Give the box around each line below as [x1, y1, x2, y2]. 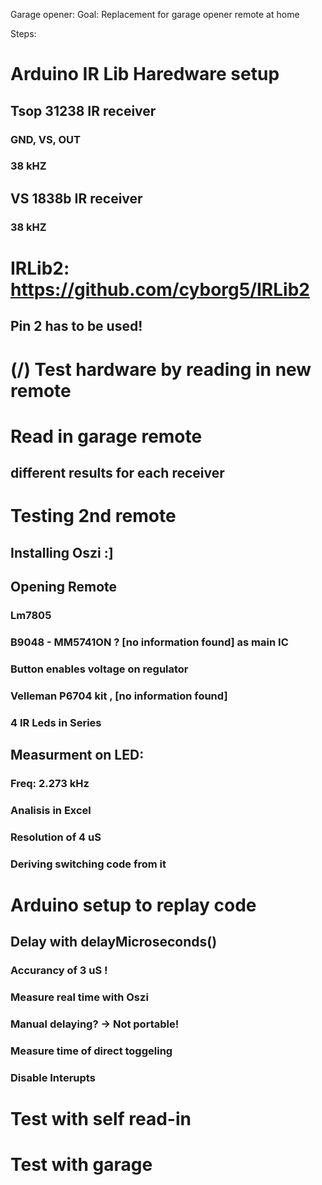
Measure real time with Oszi [10, 990, 149, 1004]
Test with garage [10, 1154, 153, 1176]
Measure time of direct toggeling [10, 1044, 173, 1058]
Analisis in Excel [10, 803, 92, 817]
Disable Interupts [10, 1070, 96, 1084]
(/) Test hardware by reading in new [10, 358, 312, 381]
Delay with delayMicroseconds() [10, 934, 218, 951]
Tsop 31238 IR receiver [10, 102, 157, 119]
